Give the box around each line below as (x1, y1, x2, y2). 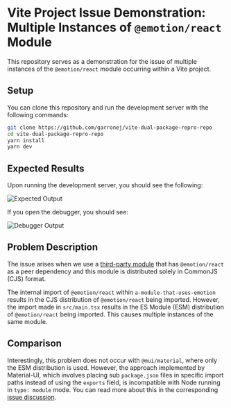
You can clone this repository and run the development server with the (7, 103, 209, 112)
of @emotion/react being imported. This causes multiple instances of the (7, 310, 214, 318)
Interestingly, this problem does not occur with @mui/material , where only (7, 356, 217, 364)
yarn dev (7, 144, 33, 151)
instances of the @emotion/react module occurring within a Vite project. (7, 65, 212, 73)
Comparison (7, 338, 62, 350)
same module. (7, 317, 48, 325)
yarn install (7, 137, 45, 144)
